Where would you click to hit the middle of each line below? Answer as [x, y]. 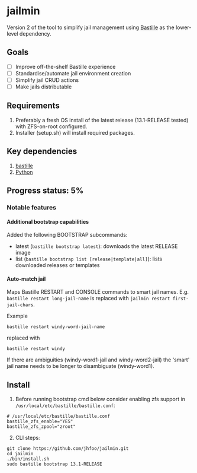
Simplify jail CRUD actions [47, 80]
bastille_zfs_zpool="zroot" [41, 427]
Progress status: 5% [45, 191]
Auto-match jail [26, 279]
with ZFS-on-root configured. [51, 126]
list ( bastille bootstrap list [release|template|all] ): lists [88, 259]
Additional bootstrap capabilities [48, 221]
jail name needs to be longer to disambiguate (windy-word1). [80, 366]
